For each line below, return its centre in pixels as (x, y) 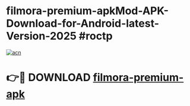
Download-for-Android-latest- (83, 23)
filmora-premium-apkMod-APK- (88, 11)
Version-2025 (42, 36)
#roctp (96, 36)
